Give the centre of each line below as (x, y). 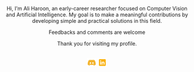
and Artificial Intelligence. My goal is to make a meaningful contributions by (97, 15)
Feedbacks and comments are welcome (97, 32)
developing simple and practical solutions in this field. (97, 21)
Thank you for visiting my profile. (97, 44)
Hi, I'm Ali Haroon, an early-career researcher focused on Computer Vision (97, 8)
